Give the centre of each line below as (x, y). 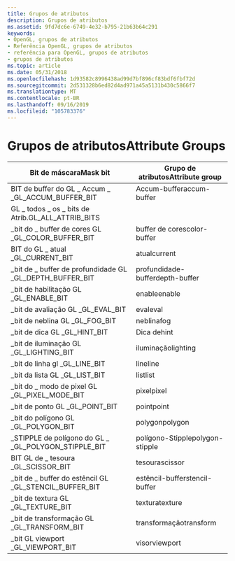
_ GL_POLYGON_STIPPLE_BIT (58, 446)
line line (148, 363)
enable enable (158, 293)
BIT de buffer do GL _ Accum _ (60, 188)
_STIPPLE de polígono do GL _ (60, 438)
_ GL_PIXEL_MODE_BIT (48, 395)
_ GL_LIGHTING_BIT (43, 352)
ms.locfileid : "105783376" (47, 111)
